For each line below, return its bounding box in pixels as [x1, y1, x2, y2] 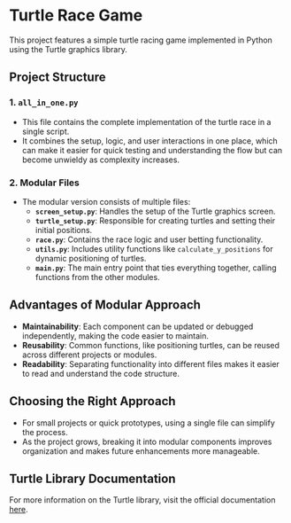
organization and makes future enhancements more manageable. [21, 445, 261, 457]
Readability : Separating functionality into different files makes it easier [21, 358, 280, 369]
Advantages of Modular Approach [9, 298, 202, 313]
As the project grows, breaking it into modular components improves [21, 436, 272, 447]
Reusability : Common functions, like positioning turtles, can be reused [21, 340, 280, 350]
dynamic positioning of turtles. [34, 253, 147, 263]
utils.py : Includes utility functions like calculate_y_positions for [34, 243, 273, 254]
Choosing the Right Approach [9, 394, 176, 409]
